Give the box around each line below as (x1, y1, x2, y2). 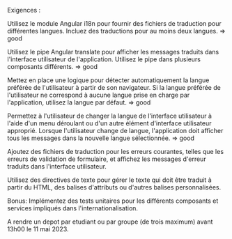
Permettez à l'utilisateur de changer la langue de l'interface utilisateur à (7, 111, 212, 120)
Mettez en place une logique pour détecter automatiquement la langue (7, 76, 210, 84)
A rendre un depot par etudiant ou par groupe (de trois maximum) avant (7, 217, 213, 226)
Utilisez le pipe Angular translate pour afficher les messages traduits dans (7, 48, 219, 56)
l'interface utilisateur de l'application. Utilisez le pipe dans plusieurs (7, 55, 201, 63)
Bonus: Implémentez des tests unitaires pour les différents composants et (7, 196, 219, 205)
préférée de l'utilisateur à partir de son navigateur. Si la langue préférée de (7, 84, 221, 91)
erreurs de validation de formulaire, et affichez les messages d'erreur (7, 155, 207, 163)
